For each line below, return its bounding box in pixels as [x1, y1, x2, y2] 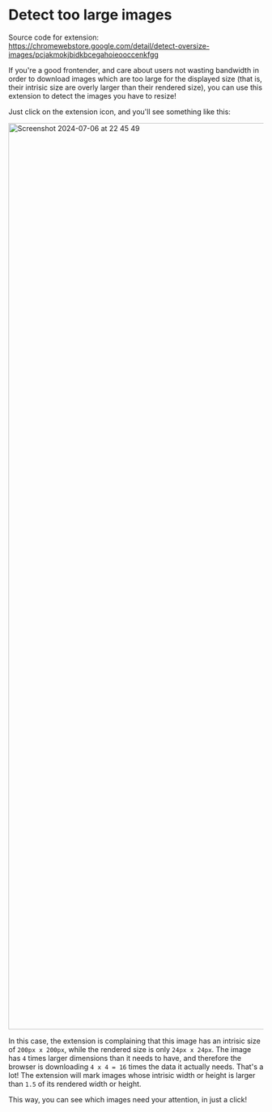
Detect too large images [8, 6, 172, 24]
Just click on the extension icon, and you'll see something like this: [8, 107, 231, 117]
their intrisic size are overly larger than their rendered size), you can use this [8, 83, 263, 92]
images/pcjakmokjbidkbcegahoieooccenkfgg [8, 49, 159, 59]
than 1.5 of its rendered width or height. [8, 1079, 142, 1089]
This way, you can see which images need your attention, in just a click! [8, 1094, 248, 1104]
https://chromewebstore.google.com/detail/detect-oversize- [8, 40, 210, 50]
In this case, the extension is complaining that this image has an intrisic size [8, 1036, 261, 1046]
